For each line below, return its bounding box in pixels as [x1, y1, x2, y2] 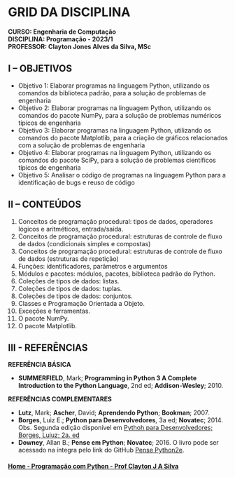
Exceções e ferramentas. [17, 307, 90, 315]
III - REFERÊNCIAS [8, 342, 88, 354]
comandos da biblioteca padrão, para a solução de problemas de [17, 88, 206, 97]
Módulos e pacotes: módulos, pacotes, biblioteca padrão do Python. [17, 269, 215, 278]
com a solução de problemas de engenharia [17, 141, 145, 149]
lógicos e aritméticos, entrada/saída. [17, 224, 124, 233]
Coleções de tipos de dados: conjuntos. [17, 292, 134, 300]
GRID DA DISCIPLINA [8, 4, 131, 20]
